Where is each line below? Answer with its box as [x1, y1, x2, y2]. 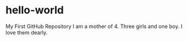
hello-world [5, 3, 64, 17]
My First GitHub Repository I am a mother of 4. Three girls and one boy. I [5, 23, 183, 30]
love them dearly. [5, 29, 48, 36]
